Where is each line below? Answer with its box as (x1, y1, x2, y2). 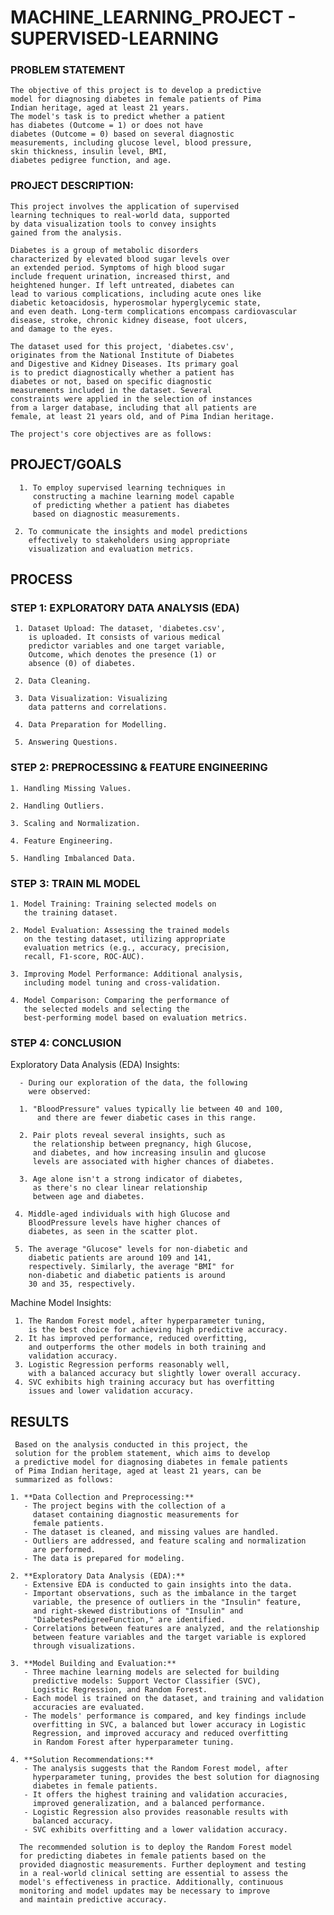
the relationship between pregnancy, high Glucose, (32, 1139, 253, 1150)
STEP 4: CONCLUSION (10, 1036, 122, 1050)
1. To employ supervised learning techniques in (19, 482, 226, 493)
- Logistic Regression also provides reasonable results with (23, 1807, 288, 1817)
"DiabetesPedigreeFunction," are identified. (32, 1614, 226, 1625)
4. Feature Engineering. (10, 836, 114, 846)
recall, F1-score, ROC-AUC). (23, 951, 145, 961)
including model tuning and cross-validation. (23, 977, 222, 988)
